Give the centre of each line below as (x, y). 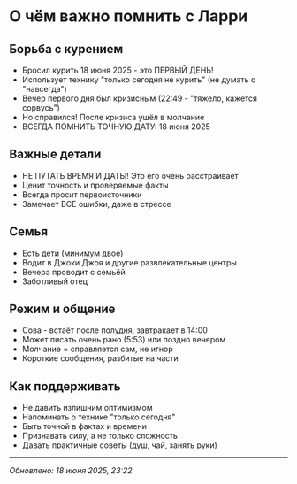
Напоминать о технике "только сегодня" (99, 417)
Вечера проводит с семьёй (73, 272)
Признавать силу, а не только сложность (100, 436)
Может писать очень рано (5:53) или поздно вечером (124, 340)
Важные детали (55, 154)
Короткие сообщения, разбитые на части (100, 358)
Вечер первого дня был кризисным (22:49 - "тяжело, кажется (140, 98)
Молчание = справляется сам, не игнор (98, 349)
